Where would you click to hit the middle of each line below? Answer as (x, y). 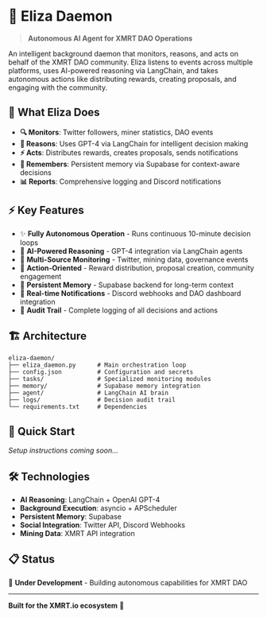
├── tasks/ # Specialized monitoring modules (110, 379)
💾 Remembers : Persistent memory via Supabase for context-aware (130, 164)
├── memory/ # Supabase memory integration (104, 386)
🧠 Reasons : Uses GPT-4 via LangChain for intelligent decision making (134, 143)
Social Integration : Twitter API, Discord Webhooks (103, 525)
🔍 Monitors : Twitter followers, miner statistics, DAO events (116, 132)
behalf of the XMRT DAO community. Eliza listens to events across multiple (131, 62)
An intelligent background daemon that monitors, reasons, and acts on (123, 53)
